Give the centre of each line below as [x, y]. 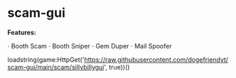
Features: [22, 32]
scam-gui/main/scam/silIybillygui [56, 67]
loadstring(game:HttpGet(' [46, 59]
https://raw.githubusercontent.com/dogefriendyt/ [156, 59]
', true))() [117, 67]
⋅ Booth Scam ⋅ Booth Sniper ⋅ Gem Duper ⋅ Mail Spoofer [90, 46]
